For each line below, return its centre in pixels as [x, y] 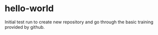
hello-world [29, 9]
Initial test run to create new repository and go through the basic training [79, 22]
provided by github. [25, 27]
